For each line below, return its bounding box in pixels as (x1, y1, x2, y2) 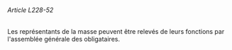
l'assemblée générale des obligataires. (7, 35, 121, 44)
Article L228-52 (7, 6, 54, 14)
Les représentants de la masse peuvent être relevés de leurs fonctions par (7, 27, 225, 36)
